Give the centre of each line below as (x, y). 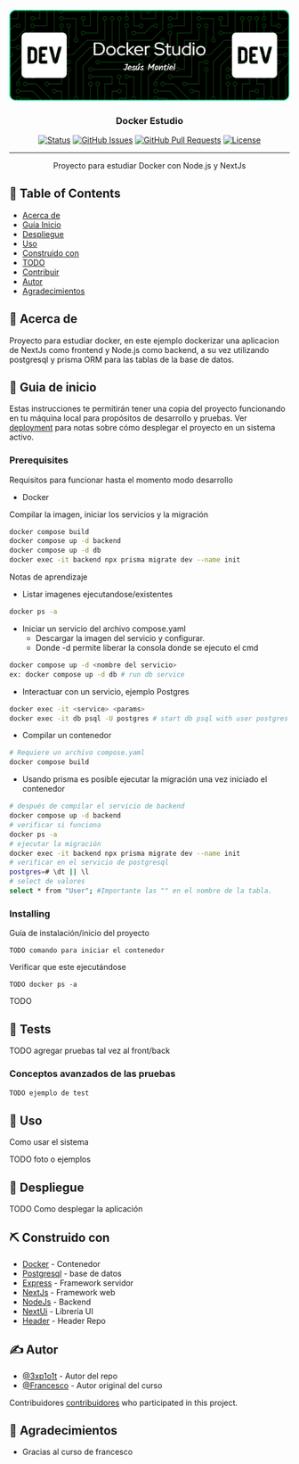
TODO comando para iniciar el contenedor (87, 950)
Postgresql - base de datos (72, 1273)
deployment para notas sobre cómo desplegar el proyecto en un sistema (142, 428)
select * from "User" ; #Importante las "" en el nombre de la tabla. (141, 891)
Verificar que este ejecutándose (68, 967)
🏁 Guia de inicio (53, 387)
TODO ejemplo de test (49, 1093)
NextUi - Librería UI (57, 1311)
